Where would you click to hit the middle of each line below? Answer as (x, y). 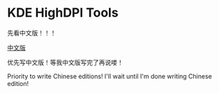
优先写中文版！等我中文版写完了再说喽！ (65, 62)
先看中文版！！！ (32, 33)
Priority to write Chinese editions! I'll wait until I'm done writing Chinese (110, 76)
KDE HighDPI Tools (63, 13)
